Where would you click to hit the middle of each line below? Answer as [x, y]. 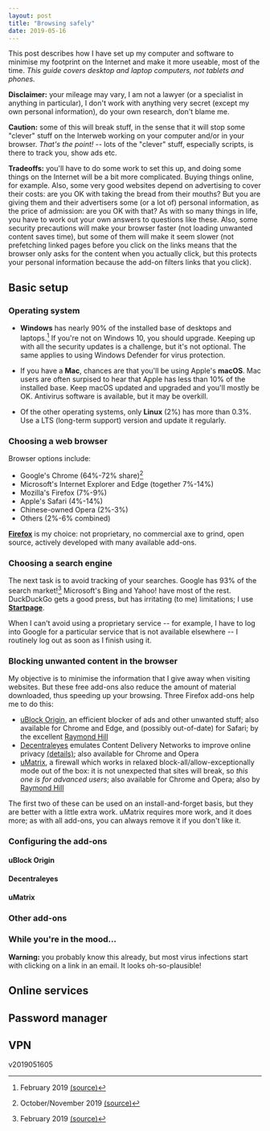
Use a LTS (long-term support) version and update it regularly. [123, 420]
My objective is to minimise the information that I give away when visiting [129, 678]
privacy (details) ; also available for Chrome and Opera [109, 753]
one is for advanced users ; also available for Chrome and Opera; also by [140, 779]
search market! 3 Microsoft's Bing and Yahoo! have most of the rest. [120, 590]
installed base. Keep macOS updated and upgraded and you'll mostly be [139, 387]
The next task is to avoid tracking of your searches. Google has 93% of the [133, 580]
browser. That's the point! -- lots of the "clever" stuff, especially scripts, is [131, 145]
